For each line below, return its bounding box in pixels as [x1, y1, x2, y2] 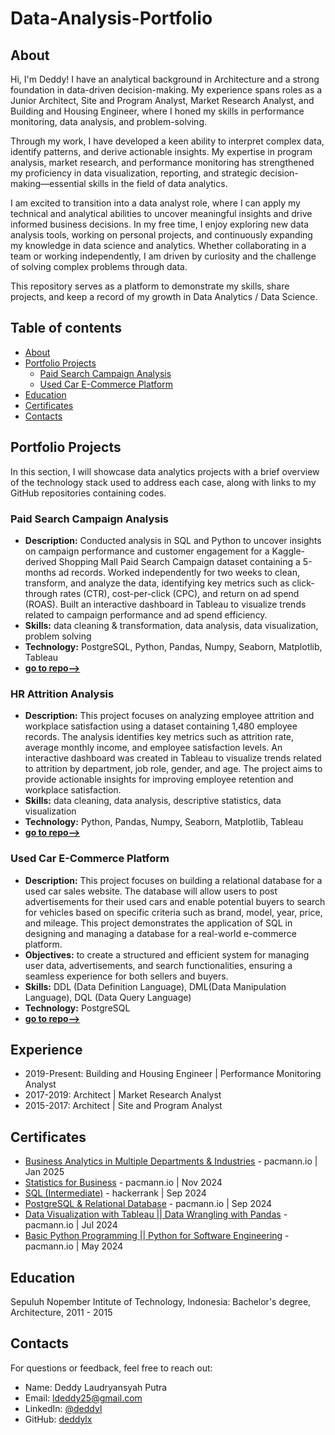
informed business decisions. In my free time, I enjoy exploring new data [10, 218, 310, 230]
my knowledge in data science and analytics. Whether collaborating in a [10, 240, 307, 251]
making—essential [10, 178, 87, 189]
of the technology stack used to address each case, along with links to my [10, 476, 317, 488]
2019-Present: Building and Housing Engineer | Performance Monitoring [24, 1068, 322, 1080]
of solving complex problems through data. [10, 261, 188, 272]
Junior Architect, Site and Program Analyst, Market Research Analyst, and [10, 95, 315, 106]
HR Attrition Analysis [10, 687, 115, 701]
